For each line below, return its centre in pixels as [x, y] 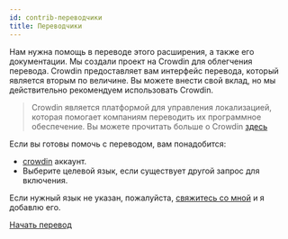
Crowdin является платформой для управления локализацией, [152, 107]
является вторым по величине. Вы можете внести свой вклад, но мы [143, 80]
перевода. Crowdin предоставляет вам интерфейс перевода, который [144, 71]
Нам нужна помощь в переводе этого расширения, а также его [132, 51]
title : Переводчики [46, 26]
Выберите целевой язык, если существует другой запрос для [141, 171]
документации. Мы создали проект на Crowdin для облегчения [131, 61]
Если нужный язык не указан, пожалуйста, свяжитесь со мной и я [137, 198]
